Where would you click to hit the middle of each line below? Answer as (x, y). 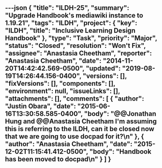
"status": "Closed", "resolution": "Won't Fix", (75, 46)
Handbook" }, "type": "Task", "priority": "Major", (81, 38)
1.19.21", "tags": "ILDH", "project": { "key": (71, 23)
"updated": (103, 69)
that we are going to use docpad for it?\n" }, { (74, 137)
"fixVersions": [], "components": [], (60, 84)
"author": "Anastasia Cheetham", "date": (69, 144)
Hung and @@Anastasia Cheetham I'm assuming (81, 121)
